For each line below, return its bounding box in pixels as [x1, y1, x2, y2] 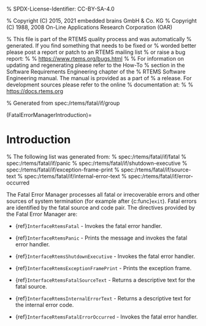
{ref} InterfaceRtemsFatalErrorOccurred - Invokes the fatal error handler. [15, 313, 198, 320]
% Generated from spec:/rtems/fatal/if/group [6, 99, 120, 107]
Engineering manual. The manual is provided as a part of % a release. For [6, 75, 192, 81]
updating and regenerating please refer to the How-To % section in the [6, 61, 185, 69]
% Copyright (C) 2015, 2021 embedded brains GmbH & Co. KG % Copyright [6, 17, 197, 24]
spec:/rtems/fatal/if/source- [120, 165, 191, 173]
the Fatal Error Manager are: [6, 210, 78, 218]
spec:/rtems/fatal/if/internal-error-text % [24, 172, 127, 180]
